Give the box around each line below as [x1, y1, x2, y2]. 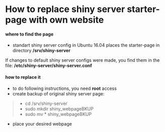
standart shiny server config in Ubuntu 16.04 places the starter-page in [12, 42, 160, 48]
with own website [29, 14, 104, 26]
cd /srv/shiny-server [25, 100, 68, 106]
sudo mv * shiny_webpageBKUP [25, 111, 92, 117]
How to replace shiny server [5, 4, 125, 15]
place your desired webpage [12, 120, 72, 126]
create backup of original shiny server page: [12, 90, 105, 96]
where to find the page [5, 31, 54, 37]
